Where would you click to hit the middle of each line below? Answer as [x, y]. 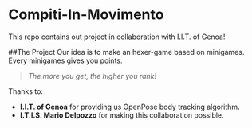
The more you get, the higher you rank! [92, 76]
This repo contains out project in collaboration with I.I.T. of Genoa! [117, 37]
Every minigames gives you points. [65, 60]
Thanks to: [26, 91]
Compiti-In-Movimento [86, 15]
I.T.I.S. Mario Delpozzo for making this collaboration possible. [122, 115]
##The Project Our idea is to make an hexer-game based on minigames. [126, 52]
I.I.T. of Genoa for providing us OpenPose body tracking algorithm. [130, 107]
